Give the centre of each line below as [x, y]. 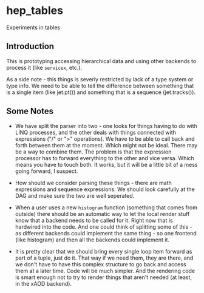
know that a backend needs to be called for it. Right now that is [94, 220]
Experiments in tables [33, 27]
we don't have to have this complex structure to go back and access [100, 264]
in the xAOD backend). [43, 283]
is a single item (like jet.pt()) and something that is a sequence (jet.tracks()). [101, 92]
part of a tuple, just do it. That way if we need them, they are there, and [104, 258]
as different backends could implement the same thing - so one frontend [106, 233]
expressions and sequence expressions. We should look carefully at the [105, 189]
